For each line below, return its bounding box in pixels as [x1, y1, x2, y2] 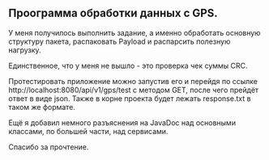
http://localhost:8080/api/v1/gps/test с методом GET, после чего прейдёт [8, 85, 259, 95]
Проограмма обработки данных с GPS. [8, 6, 219, 20]
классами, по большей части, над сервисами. [8, 126, 169, 136]
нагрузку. [8, 44, 42, 55]
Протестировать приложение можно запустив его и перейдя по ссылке [8, 76, 258, 86]
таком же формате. [8, 102, 75, 112]
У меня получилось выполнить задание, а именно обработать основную [8, 27, 261, 37]
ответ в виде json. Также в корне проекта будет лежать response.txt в [8, 93, 251, 103]
